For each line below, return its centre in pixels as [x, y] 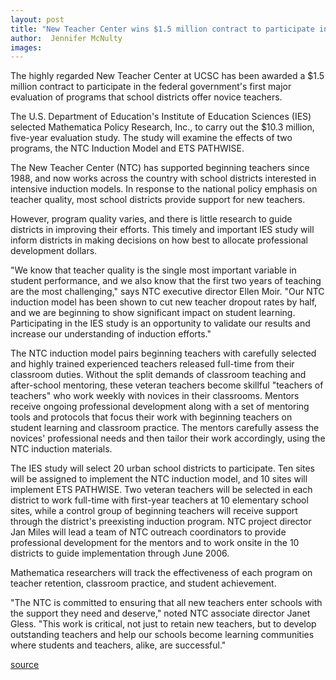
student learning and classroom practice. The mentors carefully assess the [165, 428]
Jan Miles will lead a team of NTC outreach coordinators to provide [148, 532]
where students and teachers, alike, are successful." [118, 645]
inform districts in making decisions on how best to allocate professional [159, 240]
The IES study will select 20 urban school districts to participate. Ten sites [162, 468]
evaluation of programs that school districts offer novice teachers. [146, 97]
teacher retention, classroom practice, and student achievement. [143, 583]
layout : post [37, 19]
